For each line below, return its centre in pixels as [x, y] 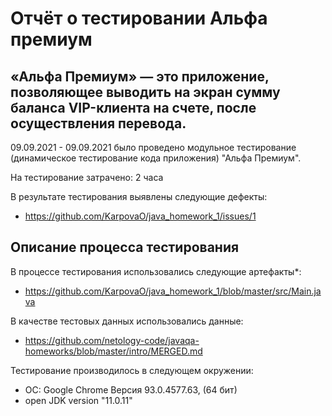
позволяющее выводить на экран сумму [145, 92]
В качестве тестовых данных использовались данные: [127, 321]
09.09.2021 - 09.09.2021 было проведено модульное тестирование [153, 147]
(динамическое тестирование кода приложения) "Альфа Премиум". [156, 158]
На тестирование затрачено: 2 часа [87, 177]
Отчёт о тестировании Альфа [139, 18]
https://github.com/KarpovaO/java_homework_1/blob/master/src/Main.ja [173, 291]
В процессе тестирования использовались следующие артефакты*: [156, 271]
